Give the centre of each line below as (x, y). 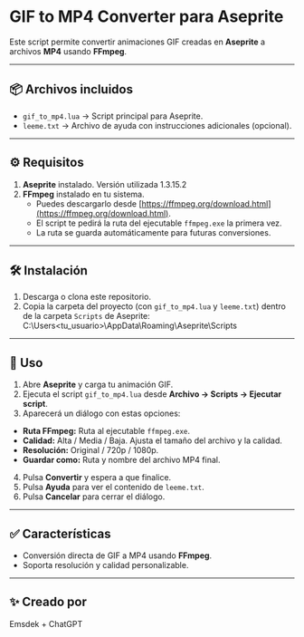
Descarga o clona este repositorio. (87, 297)
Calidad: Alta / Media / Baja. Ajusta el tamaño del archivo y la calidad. (152, 440)
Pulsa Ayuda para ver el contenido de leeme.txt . (114, 487)
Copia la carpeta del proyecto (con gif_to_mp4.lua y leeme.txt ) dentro (154, 306)
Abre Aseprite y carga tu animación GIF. (98, 385)
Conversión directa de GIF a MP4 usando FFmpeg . (117, 555)
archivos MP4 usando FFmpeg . (68, 51)
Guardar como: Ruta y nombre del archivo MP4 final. (121, 460)
